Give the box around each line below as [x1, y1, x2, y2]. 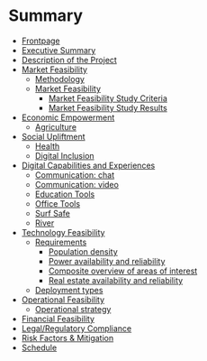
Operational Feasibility [21, 294, 105, 305]
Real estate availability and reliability [48, 274, 184, 285]
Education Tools [34, 189, 95, 199]
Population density [48, 245, 118, 257]
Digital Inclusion [34, 150, 95, 161]
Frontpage [21, 35, 60, 46]
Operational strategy [34, 303, 112, 314]
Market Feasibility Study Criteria [48, 92, 168, 104]
